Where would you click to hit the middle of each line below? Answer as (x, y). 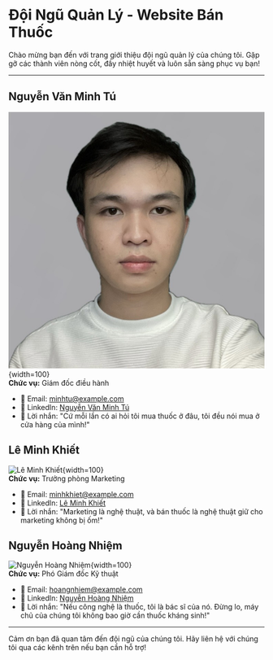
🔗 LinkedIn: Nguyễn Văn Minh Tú (75, 407)
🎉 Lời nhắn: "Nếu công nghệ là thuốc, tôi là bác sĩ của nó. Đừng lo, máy (139, 607)
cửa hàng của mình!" (55, 424)
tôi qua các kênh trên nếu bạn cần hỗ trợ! (77, 648)
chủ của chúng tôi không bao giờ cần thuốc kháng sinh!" (115, 615)
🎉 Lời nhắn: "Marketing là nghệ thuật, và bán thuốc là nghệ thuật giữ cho (142, 511)
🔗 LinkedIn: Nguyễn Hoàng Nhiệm (77, 598)
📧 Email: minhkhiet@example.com (77, 494)
